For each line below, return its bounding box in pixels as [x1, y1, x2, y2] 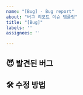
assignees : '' [6, 30, 41, 36]
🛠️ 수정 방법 [6, 80, 46, 90]
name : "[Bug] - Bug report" [6, 8, 75, 15]
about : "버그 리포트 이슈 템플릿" [6, 14, 78, 20]
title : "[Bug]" [6, 19, 43, 25]
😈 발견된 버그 [6, 58, 54, 68]
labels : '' [6, 24, 33, 31]
